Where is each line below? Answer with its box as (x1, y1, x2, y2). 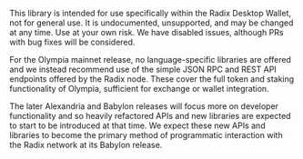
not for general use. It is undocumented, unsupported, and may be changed (9, 17, 294, 28)
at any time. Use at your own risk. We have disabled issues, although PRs (9, 27, 284, 37)
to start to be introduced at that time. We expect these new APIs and (9, 120, 266, 131)
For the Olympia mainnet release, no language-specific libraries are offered (9, 55, 291, 65)
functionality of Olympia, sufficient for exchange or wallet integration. (9, 84, 270, 94)
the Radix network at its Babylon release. (9, 140, 163, 150)
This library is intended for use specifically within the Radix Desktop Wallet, (9, 8, 291, 18)
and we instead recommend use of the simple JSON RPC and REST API (9, 64, 278, 75)
